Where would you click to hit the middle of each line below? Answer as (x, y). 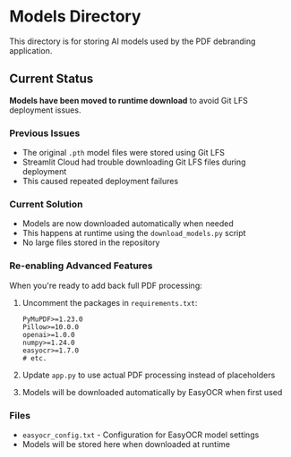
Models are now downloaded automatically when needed (128, 224)
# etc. (34, 358)
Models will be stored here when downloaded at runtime (126, 444)
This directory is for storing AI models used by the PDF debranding (133, 41)
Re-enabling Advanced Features (81, 266)
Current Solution (46, 204)
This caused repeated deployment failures (100, 182)
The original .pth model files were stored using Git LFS (124, 153)
